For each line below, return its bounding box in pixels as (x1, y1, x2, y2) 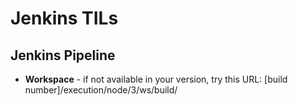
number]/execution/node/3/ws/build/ (24, 84, 178, 96)
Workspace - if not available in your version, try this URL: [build (24, 73, 288, 85)
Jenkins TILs (10, 7, 119, 30)
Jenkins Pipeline (10, 47, 116, 64)
